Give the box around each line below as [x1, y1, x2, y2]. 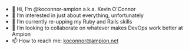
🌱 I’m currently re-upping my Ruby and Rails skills [11, 18, 132, 25]
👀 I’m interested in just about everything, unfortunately [11, 12, 144, 19]
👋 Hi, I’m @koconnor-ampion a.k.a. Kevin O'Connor [11, 6, 136, 12]
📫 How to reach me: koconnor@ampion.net [11, 37, 119, 44]
